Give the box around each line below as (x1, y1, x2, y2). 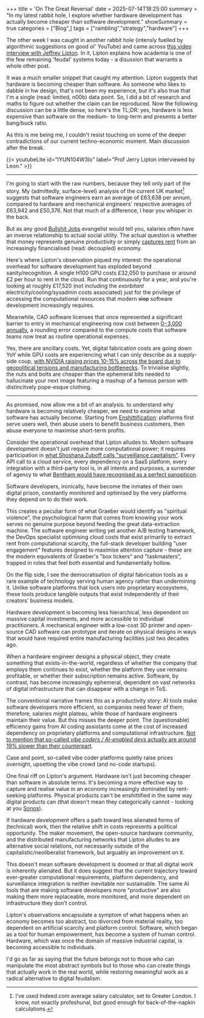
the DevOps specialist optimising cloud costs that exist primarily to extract (6, 533, 192, 541)
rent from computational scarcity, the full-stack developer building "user (6, 539, 187, 547)
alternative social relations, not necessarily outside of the (6, 842, 149, 849)
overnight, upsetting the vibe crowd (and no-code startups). (6, 760, 157, 768)
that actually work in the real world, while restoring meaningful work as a (6, 968, 188, 975)
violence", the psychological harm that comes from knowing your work (6, 514, 183, 521)
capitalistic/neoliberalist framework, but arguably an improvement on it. (6, 849, 185, 856)
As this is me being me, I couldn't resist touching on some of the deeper (6, 131, 186, 138)
